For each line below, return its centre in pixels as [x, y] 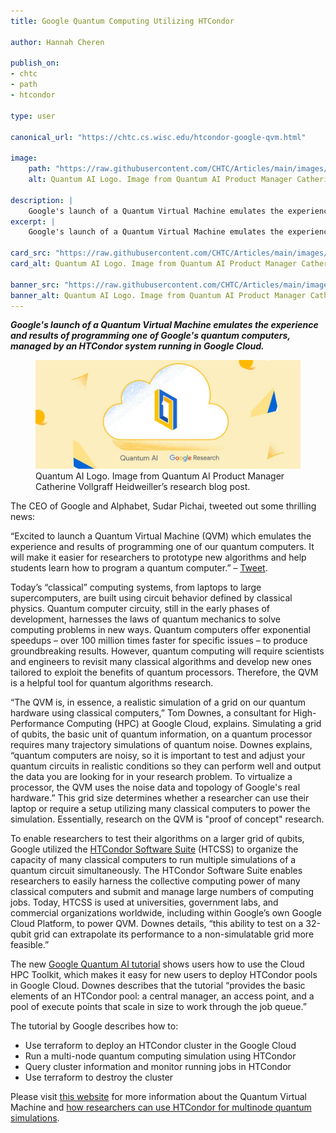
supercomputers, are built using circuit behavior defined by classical [151, 597]
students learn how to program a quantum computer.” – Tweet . [139, 567]
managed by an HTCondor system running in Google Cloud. [137, 346]
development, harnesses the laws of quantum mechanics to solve [146, 619]
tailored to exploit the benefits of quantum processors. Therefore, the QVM [164, 672]
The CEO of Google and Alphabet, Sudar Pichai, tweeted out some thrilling [163, 506]
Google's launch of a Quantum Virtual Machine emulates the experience [164, 325]
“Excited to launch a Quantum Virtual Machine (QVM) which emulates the [161, 536]
